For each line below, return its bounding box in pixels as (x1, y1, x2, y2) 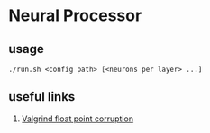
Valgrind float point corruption (21, 113, 134, 124)
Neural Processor (8, 5, 142, 26)
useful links (8, 89, 76, 104)
